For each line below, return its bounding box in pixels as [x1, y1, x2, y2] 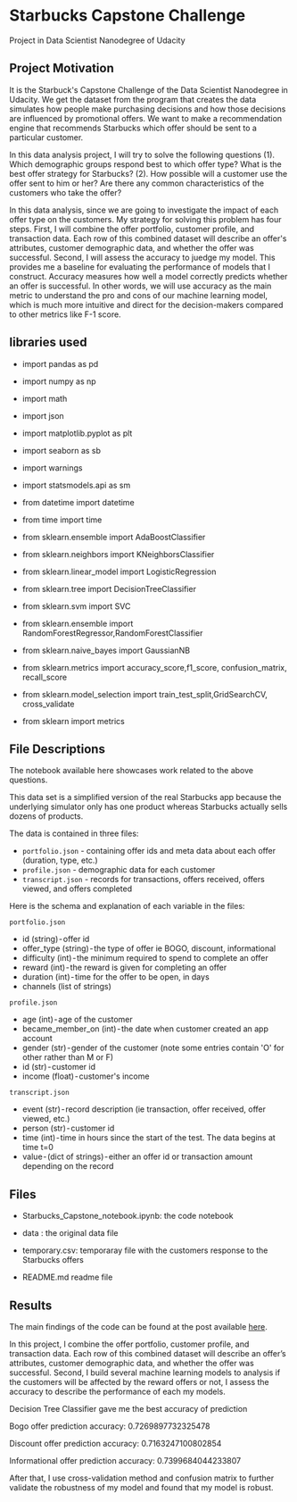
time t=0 [21, 1142, 54, 1153]
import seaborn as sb [21, 445, 101, 455]
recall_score [21, 672, 68, 682]
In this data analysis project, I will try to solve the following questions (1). [9, 149, 275, 160]
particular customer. [9, 131, 84, 143]
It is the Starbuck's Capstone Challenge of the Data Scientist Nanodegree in [9, 84, 288, 95]
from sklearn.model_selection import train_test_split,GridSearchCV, [21, 688, 268, 699]
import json [21, 410, 64, 421]
